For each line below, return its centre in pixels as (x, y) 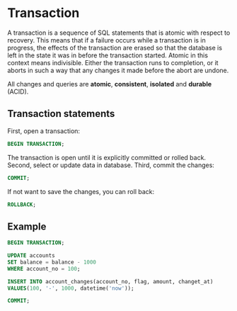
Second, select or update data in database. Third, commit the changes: (111, 165)
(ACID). (18, 91)
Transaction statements (61, 114)
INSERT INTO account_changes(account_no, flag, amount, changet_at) (110, 281)
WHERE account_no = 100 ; (44, 268)
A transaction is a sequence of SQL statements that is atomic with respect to (119, 33)
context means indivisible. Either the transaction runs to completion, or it (113, 62)
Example (27, 226)
